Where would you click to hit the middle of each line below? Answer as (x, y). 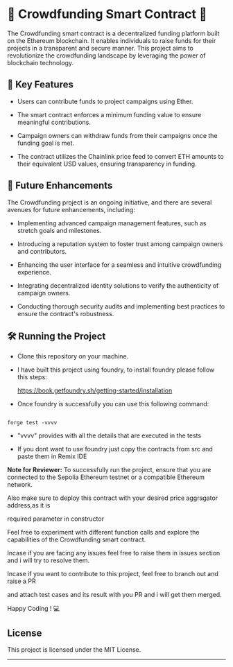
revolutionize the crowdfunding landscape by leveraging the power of (106, 55)
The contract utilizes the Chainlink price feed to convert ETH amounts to (120, 156)
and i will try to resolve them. (49, 560)
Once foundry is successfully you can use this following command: (113, 404)
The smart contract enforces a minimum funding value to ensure (109, 114)
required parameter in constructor (55, 519)
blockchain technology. (41, 62)
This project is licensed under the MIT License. (74, 650)
